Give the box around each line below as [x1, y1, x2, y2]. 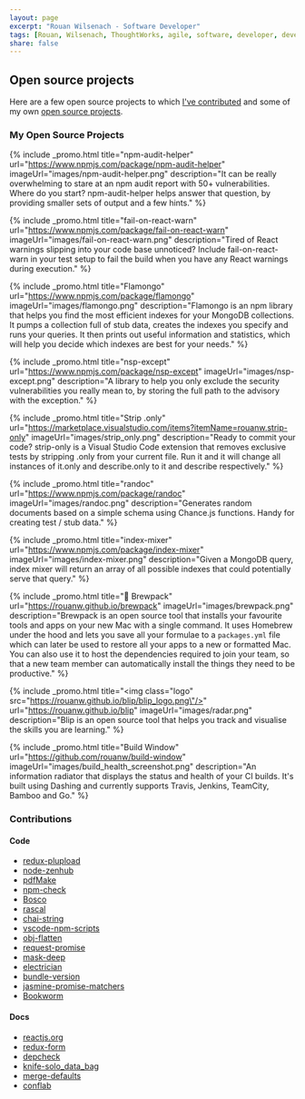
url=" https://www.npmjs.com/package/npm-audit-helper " [9, 159, 226, 170]
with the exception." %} [9, 395, 98, 406]
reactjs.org [22, 1032, 64, 1043]
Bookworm [22, 991, 64, 1002]
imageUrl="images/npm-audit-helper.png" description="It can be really [9, 169, 277, 180]
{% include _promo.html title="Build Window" [9, 742, 180, 753]
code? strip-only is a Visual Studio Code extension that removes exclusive [9, 441, 287, 452]
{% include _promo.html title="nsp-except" [9, 356, 171, 368]
